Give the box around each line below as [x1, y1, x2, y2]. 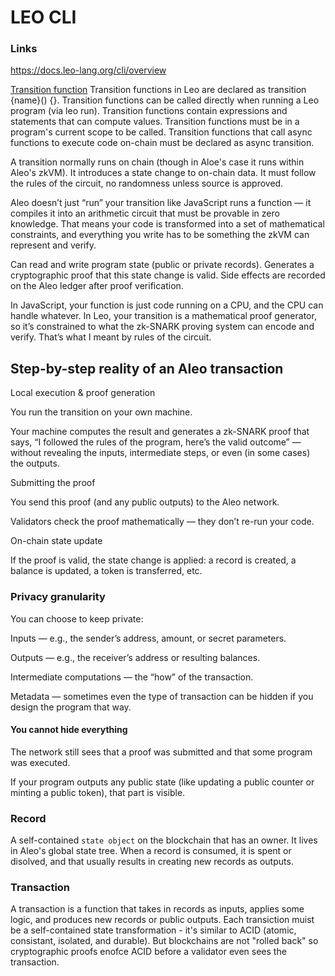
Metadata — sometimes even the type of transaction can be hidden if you [10, 690, 314, 702]
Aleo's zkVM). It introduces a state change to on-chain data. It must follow [10, 167, 317, 179]
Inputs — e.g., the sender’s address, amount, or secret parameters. [10, 632, 287, 644]
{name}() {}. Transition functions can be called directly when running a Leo [10, 94, 320, 106]
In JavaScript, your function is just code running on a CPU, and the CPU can [10, 299, 324, 311]
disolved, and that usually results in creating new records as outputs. [10, 856, 294, 868]
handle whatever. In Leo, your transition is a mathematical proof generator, [10, 310, 317, 322]
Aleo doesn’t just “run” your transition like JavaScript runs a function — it [10, 197, 312, 209]
